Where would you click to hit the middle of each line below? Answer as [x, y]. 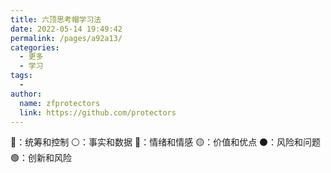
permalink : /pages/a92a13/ [66, 38]
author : [26, 94]
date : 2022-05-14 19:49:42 [66, 29]
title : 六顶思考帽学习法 [56, 19]
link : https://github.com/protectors [98, 112]
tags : [21, 76]
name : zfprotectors [60, 103]
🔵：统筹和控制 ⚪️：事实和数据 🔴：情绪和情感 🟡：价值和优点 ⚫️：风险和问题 [166, 142]
